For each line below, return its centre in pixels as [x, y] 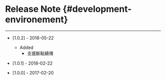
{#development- [97, 9]
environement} [37, 20]
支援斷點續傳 [40, 53]
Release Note [33, 9]
